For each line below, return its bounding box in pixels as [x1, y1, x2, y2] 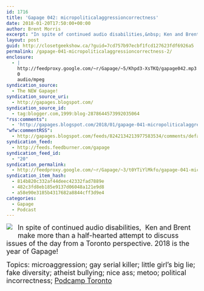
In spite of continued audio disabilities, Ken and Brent [18, 223, 191, 232]
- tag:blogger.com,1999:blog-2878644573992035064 [12, 111, 140, 117]
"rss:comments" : [6, 116, 47, 122]
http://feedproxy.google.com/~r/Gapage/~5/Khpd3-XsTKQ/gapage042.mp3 [17, 65, 197, 72]
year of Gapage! [6, 247, 59, 256]
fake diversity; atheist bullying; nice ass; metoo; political [6, 269, 186, 277]
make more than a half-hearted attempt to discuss [18, 231, 179, 240]
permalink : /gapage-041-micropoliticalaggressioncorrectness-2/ [6, 49, 172, 55]
